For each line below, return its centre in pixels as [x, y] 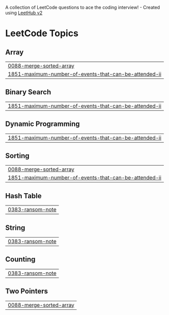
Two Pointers [27, 291]
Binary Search [28, 92]
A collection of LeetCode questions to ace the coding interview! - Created [83, 7]
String [15, 228]
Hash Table [23, 196]
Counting [20, 259]
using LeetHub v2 [24, 13]
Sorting [17, 156]
